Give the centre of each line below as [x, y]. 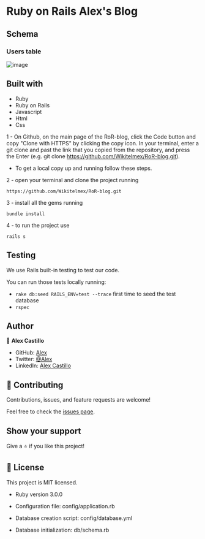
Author [20, 326]
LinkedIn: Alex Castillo [43, 365]
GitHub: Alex [31, 353]
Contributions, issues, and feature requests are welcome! [79, 400]
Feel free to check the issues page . [50, 411]
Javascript [28, 112]
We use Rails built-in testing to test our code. [63, 270]
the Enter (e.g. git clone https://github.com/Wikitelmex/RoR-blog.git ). [93, 156]
